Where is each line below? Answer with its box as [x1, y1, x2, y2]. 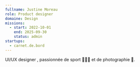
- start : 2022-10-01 [9, 25, 51, 30]
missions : [5, 20, 25, 26]
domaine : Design [5, 16, 38, 21]
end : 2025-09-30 [14, 30, 47, 34]
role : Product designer [5, 12, 54, 17]
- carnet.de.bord [9, 43, 45, 48]
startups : [5, 39, 25, 44]
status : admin [14, 34, 42, 39]
